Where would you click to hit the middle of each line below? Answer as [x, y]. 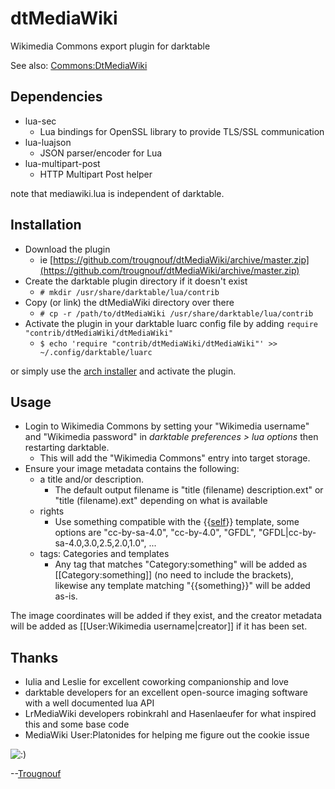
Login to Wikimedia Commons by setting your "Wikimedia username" [167, 426]
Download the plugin [67, 249]
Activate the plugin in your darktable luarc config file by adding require [171, 323]
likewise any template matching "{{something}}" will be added [182, 586]
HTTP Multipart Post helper [96, 174]
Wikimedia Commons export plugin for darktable [110, 46]
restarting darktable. [67, 448]
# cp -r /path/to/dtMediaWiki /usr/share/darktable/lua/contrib [176, 313]
